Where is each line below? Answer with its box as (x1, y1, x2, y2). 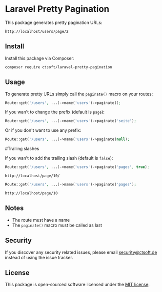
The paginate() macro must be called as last (12, 222, 102, 228)
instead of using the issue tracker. (5, 254, 73, 260)
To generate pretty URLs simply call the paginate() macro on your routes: (5, 91, 153, 97)
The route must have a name (12, 217, 70, 223)
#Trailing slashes (5, 146, 40, 152)
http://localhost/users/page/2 (5, 29, 69, 34)
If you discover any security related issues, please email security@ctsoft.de (5, 249, 157, 255)
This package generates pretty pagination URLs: (5, 20, 102, 25)
